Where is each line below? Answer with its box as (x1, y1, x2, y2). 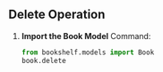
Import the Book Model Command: (21, 30, 151, 41)
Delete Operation (8, 7, 106, 22)
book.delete (21, 56, 66, 65)
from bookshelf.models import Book (21, 48, 155, 57)
